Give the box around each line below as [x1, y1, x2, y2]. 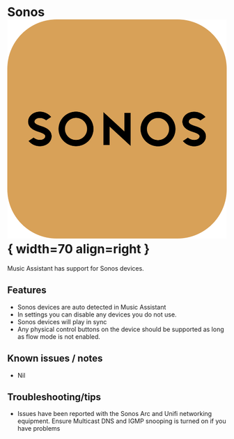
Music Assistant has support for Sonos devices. [7, 264, 144, 272]
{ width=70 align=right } [7, 241, 150, 257]
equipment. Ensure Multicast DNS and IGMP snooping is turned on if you [17, 417, 226, 425]
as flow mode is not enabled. [17, 332, 101, 341]
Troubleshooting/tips [7, 391, 102, 403]
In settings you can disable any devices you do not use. [17, 310, 177, 319]
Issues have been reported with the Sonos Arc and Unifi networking [17, 410, 212, 418]
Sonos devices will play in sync [17, 317, 107, 326]
